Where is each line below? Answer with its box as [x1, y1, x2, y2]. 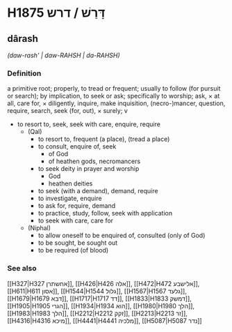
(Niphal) [27, 224, 51, 232]
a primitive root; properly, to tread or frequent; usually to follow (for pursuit [7, 84, 221, 93]
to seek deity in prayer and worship [38, 165, 140, 173]
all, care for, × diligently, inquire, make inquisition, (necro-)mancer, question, [7, 99, 226, 107]
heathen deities [48, 179, 93, 188]
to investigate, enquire [38, 194, 102, 203]
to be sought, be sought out [38, 239, 118, 247]
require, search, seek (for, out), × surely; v [7, 107, 129, 115]
